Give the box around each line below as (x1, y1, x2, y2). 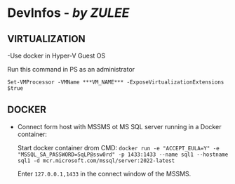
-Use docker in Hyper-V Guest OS (7, 51, 106, 60)
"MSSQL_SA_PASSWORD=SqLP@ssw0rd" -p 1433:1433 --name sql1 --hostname (17, 151, 229, 158)
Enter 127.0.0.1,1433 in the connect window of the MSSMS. (17, 169, 192, 178)
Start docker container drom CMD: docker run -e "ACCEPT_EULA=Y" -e (17, 143, 220, 152)
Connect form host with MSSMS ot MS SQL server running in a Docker (17, 122, 222, 131)
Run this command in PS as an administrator (7, 65, 135, 73)
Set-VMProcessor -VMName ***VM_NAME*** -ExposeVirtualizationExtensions (7, 79, 224, 86)
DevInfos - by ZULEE (7, 5, 130, 21)
